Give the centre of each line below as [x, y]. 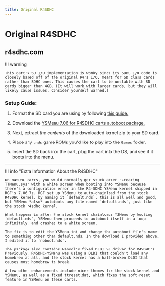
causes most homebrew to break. [38, 262]
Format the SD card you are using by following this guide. [70, 113]
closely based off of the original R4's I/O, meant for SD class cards [80, 77]
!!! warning [16, 64]
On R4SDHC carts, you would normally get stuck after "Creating [72, 180]
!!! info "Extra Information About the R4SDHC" [52, 171]
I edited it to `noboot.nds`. [36, 240]
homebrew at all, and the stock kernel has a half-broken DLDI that [77, 258]
